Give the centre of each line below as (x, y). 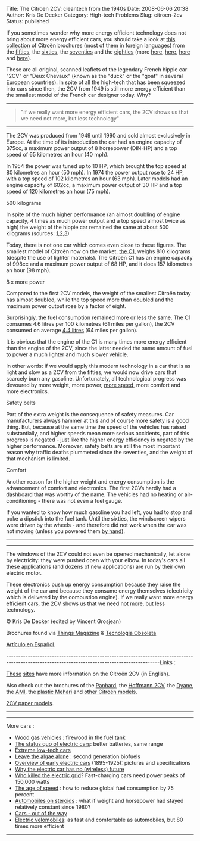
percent (24, 794)
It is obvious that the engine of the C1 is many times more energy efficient (96, 342)
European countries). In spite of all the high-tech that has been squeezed (96, 82)
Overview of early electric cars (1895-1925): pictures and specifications (103, 763)
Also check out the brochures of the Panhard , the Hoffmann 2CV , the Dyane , (100, 685)
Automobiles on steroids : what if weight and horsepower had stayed (99, 801)
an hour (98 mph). (28, 270)
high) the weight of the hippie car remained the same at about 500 (87, 227)
